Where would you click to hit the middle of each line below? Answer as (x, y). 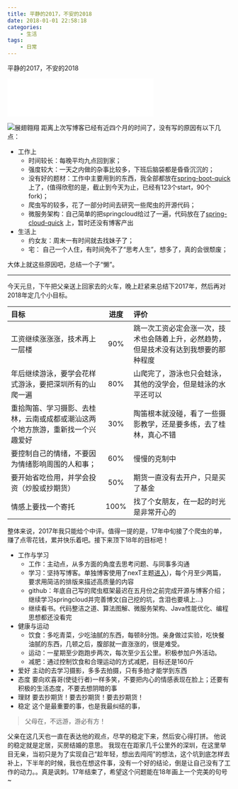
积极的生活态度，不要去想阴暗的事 (67, 688)
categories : (25, 27)
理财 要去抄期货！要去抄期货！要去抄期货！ (80, 697)
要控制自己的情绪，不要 (50, 453)
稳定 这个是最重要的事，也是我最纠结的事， (80, 706)
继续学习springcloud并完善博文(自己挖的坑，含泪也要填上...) (116, 599)
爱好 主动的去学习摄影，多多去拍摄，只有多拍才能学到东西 (102, 670)
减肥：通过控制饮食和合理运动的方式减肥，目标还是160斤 (111, 661)
